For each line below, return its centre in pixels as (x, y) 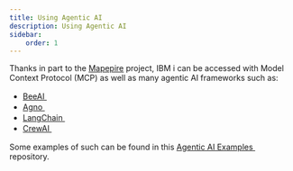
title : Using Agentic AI (56, 18)
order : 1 (42, 43)
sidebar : (26, 34)
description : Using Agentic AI (68, 26)
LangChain (42, 118)
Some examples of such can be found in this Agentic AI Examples (132, 147)
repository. (29, 157)
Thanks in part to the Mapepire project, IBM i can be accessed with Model (146, 68)
